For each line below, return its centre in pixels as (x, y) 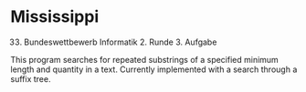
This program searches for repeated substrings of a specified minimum (145, 59)
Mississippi (55, 17)
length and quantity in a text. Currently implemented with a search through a (154, 69)
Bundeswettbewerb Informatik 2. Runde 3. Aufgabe (120, 42)
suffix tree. (31, 78)
